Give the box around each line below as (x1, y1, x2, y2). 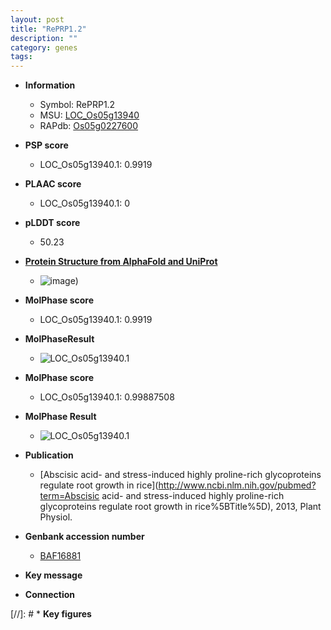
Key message (24, 569, 83, 581)
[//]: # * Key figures (10, 608, 92, 620)
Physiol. (39, 511, 73, 523)
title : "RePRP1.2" (10, 24, 87, 34)
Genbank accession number (24, 531, 145, 543)
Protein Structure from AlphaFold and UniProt (24, 256, 218, 268)
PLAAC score (24, 178, 82, 190)
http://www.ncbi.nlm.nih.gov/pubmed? (158, 479, 317, 491)
